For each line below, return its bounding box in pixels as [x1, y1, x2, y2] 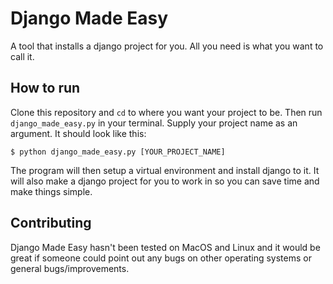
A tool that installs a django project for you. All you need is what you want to [10, 40, 324, 52]
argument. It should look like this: [10, 127, 147, 139]
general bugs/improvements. [10, 262, 130, 274]
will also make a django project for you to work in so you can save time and [10, 175, 320, 187]
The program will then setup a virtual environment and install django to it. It [10, 164, 320, 176]
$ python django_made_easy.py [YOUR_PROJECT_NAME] [10, 147, 226, 157]
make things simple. [10, 185, 93, 197]
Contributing [10, 215, 92, 232]
